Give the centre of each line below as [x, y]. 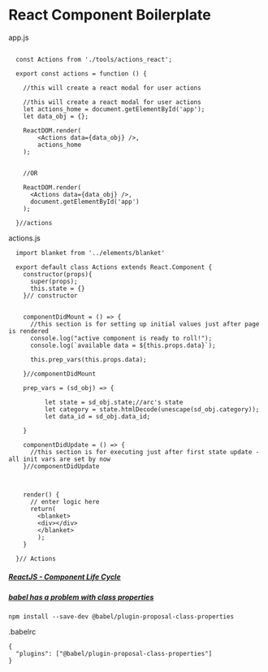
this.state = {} [57, 288]
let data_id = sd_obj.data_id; [97, 416]
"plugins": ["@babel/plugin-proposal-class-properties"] [114, 654]
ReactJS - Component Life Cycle [65, 577]
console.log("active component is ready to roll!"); [121, 338]
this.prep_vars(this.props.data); [89, 359]
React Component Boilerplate [110, 15]
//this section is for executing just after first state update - [145, 452]
